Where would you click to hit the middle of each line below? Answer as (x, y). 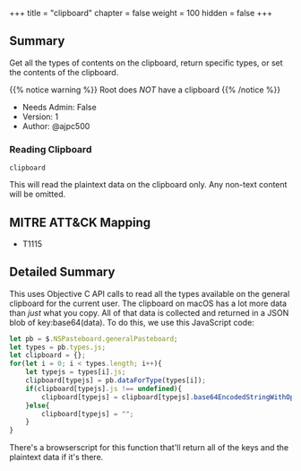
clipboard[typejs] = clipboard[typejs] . (118, 397)
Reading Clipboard (51, 149)
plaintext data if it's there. (56, 458)
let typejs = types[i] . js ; (76, 372)
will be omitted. (38, 194)
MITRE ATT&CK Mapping (80, 222)
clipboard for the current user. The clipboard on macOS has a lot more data (148, 303)
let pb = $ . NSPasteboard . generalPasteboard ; (94, 339)
